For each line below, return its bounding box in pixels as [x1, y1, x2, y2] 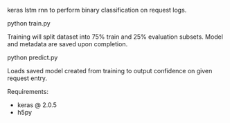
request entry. [7, 74, 47, 82]
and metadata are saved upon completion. [7, 40, 128, 48]
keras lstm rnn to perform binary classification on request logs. [7, 6, 187, 14]
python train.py [7, 19, 51, 27]
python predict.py [7, 53, 58, 61]
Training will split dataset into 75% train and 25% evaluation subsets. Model [7, 32, 224, 41]
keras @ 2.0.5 [17, 101, 57, 109]
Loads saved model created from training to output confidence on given [7, 67, 213, 75]
